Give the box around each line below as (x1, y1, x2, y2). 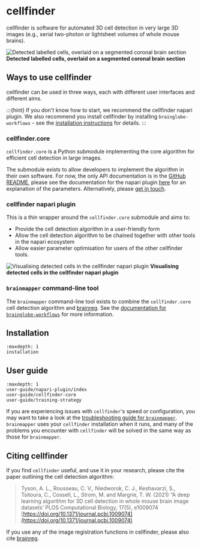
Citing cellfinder (6, 451, 68, 461)
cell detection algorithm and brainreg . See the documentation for (6, 304, 167, 311)
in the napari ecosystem (14, 238, 75, 245)
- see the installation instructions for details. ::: (32, 119, 147, 126)
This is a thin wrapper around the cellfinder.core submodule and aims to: (6, 214, 191, 221)
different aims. (6, 94, 42, 102)
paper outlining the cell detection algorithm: (6, 473, 114, 481)
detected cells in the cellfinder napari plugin (6, 269, 119, 276)
